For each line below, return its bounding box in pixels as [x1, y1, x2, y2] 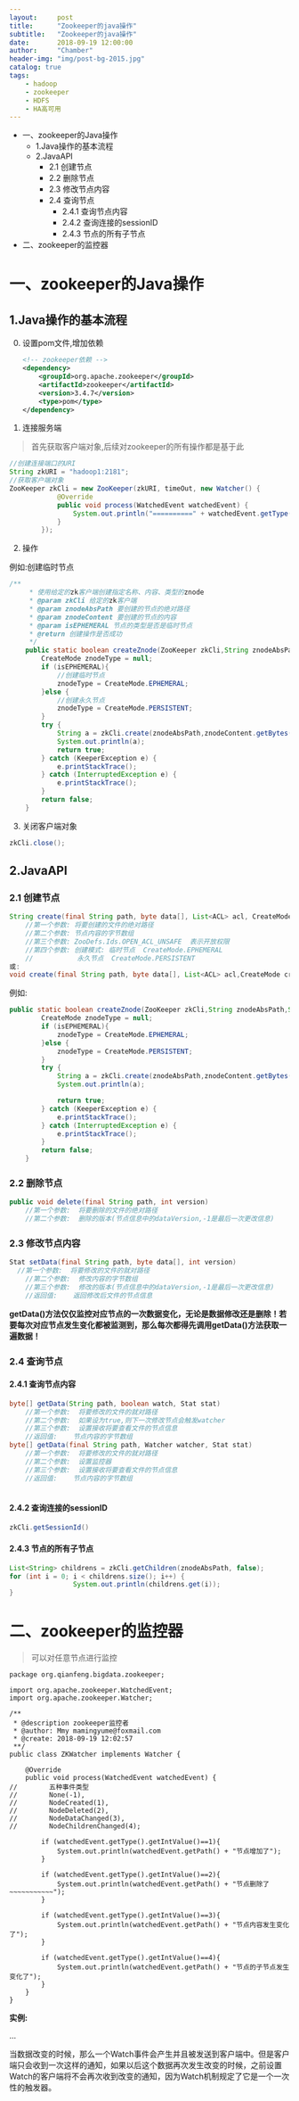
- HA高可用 [25, 104, 61, 113]
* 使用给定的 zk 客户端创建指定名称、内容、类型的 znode [28, 588, 205, 597]
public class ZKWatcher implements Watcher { [9, 1750, 181, 1759]
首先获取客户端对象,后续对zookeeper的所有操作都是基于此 [30, 441, 245, 452]
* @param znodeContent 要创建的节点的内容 [28, 613, 177, 622]
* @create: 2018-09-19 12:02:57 [12, 1734, 133, 1743]
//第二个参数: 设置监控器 [25, 1457, 112, 1466]
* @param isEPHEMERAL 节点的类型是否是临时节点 [28, 621, 193, 630]
